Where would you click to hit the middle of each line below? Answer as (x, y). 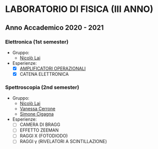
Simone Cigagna (37, 114)
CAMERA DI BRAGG (40, 125)
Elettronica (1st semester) (37, 42)
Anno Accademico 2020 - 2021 (55, 28)
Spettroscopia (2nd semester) (42, 87)
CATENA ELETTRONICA (44, 74)
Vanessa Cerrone (38, 109)
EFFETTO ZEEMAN (39, 130)
